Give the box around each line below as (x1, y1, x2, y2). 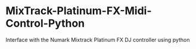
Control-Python (5, 17, 85, 30)
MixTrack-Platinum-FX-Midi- (5, 4, 153, 18)
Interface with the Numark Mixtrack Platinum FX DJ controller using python (5, 36, 190, 43)
